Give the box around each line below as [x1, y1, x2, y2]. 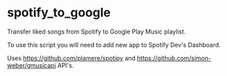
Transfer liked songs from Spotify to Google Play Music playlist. [7, 27, 186, 36]
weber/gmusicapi [7, 61, 56, 69]
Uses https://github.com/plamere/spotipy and [7, 53, 135, 62]
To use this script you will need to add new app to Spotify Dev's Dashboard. [7, 40, 221, 49]
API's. [57, 61, 74, 69]
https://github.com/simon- [136, 53, 211, 62]
